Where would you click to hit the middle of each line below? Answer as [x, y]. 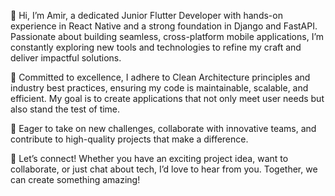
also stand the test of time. [65, 109]
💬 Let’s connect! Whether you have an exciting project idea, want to [149, 158]
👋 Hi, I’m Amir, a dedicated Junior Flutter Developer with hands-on [146, 15]
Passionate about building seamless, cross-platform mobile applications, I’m [167, 36]
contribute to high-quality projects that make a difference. [129, 139]
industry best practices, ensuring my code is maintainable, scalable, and [159, 88]
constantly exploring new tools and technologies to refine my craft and [156, 47]
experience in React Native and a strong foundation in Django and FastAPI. [164, 26]
